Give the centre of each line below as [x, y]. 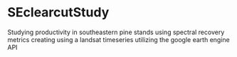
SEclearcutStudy [58, 12]
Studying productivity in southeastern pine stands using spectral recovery [116, 32]
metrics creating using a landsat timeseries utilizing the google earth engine [118, 39]
